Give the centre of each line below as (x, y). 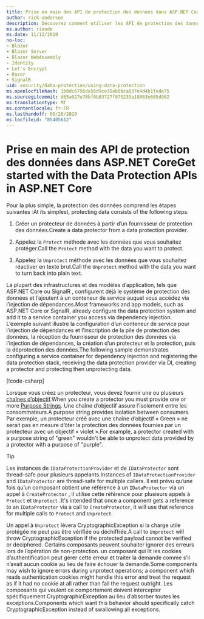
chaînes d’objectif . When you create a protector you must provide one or (96, 399)
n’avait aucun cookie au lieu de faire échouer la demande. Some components (102, 564)
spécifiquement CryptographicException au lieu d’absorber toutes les (93, 596)
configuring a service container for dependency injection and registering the (102, 356)
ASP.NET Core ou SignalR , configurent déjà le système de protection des (98, 292)
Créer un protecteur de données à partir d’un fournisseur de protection (104, 224)
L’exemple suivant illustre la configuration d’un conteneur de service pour (98, 324)
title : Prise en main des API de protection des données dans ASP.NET (97, 12)
